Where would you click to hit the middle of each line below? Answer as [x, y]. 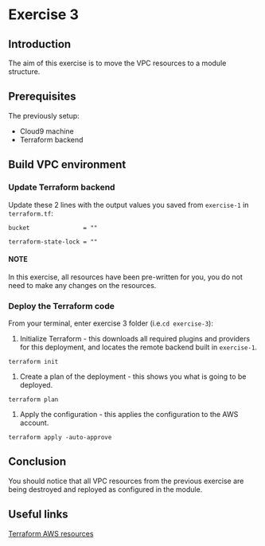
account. [34, 423]
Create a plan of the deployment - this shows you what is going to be [133, 376]
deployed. [36, 385]
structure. [24, 72]
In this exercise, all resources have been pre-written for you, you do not [125, 277]
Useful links [39, 515]
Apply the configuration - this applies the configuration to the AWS [129, 414]
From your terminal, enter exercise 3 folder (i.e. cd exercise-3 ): [111, 323]
